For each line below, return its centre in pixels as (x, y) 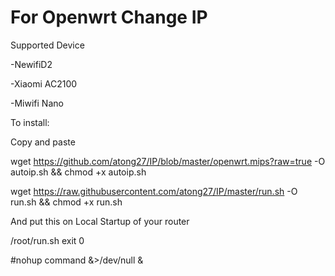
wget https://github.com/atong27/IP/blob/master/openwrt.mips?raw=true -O (168, 161)
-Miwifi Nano (37, 103)
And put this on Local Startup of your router (100, 221)
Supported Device (47, 45)
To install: (30, 122)
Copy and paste (43, 142)
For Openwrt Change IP (109, 17)
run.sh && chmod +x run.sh (66, 202)
